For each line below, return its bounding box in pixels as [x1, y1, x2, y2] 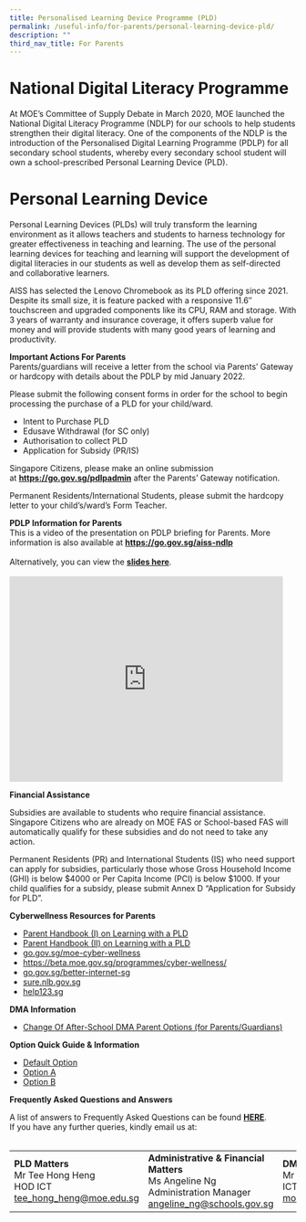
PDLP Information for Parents [9, 518, 123, 529]
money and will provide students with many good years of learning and [9, 324, 276, 335]
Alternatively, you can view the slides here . [9, 556, 172, 567]
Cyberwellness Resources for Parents [9, 911, 157, 922]
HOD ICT [14, 1180, 53, 1193]
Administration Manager [148, 1186, 251, 1199]
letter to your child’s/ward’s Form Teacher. [9, 500, 168, 511]
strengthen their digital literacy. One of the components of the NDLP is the [9, 128, 288, 139]
